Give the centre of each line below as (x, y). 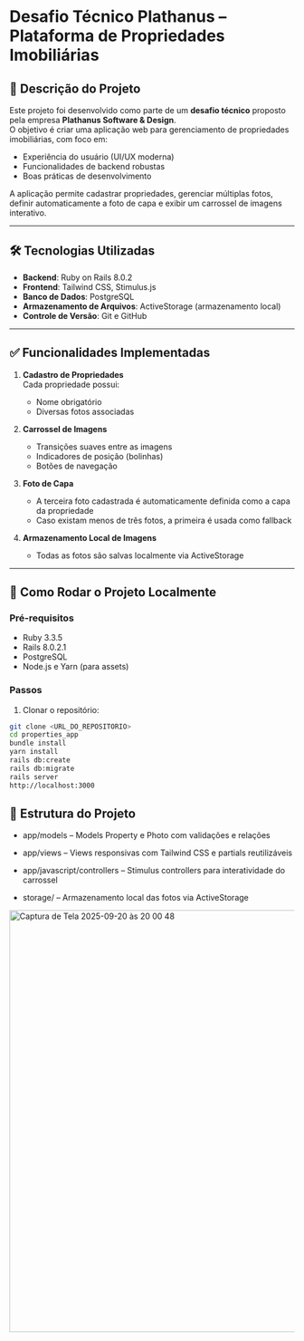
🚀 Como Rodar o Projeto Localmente (113, 592)
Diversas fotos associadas (85, 411)
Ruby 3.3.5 (43, 638)
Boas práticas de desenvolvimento (87, 176)
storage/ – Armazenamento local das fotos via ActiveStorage (135, 898)
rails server (34, 777)
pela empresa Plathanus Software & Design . (93, 120)
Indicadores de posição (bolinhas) (100, 456)
